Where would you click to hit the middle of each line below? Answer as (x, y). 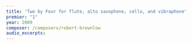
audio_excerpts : (26, 33)
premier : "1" (22, 17)
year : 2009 (19, 22)
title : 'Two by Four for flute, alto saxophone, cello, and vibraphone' (97, 11)
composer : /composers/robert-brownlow (53, 28)
